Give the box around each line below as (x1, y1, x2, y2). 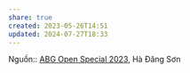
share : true (8, 12, 52, 22)
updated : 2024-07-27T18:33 (8, 29, 108, 38)
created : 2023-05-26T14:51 (8, 21, 108, 30)
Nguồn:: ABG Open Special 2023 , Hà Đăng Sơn (8, 54, 181, 65)
